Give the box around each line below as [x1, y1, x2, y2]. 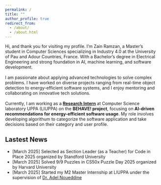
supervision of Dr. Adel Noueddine [12, 174, 82, 180]
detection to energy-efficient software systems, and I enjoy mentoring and [5, 85, 155, 91]
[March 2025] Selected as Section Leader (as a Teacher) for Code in [12, 148, 151, 154]
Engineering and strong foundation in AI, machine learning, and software [5, 59, 152, 65]
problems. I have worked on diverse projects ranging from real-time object [5, 80, 156, 86]
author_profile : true [5, 16, 49, 21]
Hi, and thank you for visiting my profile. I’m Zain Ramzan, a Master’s [5, 44, 143, 49]
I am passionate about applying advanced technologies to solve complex [5, 74, 152, 80]
